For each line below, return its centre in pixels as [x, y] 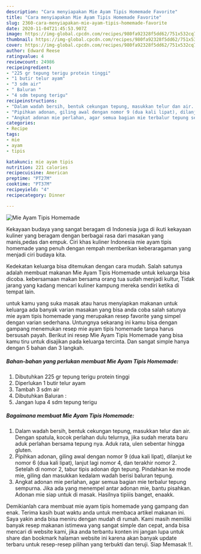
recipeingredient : [29, 67]
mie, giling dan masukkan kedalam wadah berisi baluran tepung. [94, 475]
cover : [14, 46]
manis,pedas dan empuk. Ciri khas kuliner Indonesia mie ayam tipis [89, 242]
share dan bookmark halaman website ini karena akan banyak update [92, 538]
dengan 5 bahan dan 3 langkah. [45, 347]
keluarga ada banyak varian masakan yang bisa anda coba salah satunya [96, 310]
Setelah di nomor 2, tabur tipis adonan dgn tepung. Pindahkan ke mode [103, 469]
